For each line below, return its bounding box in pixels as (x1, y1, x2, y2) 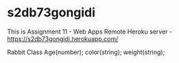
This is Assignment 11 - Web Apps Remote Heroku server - (7, 27, 173, 36)
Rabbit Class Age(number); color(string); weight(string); (7, 48, 165, 56)
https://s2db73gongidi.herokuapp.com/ (7, 34, 119, 42)
